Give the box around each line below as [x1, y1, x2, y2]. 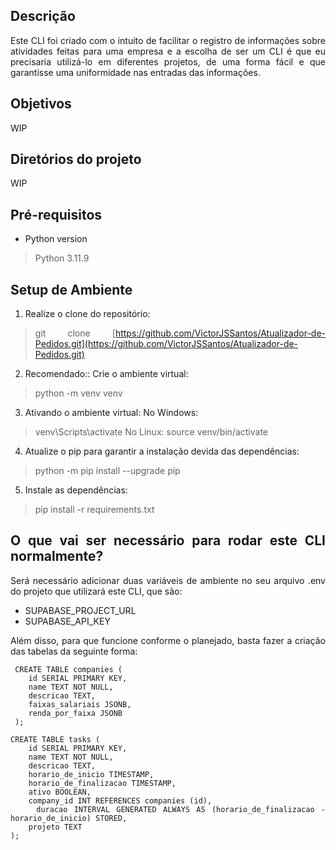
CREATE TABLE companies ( [14, 664, 123, 674]
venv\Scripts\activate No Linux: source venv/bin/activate [34, 426, 269, 438]
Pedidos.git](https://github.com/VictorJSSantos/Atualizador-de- [34, 338, 299, 350]
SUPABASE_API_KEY [24, 615, 111, 627]
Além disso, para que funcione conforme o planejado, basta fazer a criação [10, 634, 326, 646]
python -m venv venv [34, 387, 123, 399]
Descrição [10, 8, 76, 25]
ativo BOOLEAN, [28, 787, 92, 797]
